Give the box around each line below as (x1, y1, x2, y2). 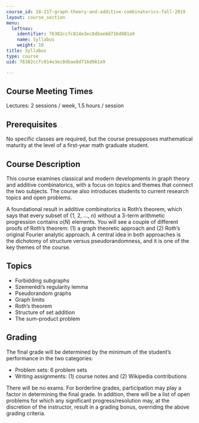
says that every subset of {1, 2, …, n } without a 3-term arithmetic (6, 212, 166, 219)
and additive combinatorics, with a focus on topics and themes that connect (6, 181, 193, 188)
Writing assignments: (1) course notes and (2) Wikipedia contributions (14, 372, 187, 380)
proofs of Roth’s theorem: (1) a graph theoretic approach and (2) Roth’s (6, 224, 180, 232)
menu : (6, 20, 20, 26)
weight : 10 (17, 42, 44, 48)
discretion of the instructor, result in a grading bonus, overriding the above (6, 403, 189, 410)
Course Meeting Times (6, 86, 93, 96)
